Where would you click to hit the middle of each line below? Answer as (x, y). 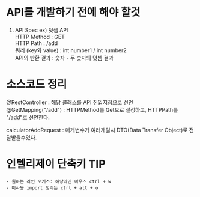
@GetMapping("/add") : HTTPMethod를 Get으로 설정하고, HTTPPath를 (92, 109)
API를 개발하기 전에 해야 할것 (73, 12)
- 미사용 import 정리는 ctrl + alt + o (52, 188)
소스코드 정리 (37, 84)
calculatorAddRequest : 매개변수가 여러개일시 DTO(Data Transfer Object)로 (97, 130)
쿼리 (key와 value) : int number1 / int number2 (71, 50)
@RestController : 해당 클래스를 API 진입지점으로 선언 (70, 102)
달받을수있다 (21, 137)
